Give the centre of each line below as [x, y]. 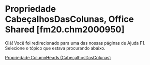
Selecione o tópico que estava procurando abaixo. [55, 48]
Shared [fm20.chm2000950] [65, 30]
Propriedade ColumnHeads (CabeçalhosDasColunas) [58, 57]
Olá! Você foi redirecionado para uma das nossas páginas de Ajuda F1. [75, 43]
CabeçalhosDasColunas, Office [69, 19]
